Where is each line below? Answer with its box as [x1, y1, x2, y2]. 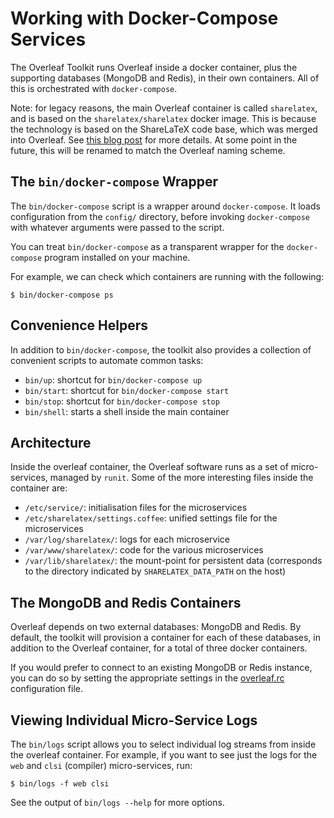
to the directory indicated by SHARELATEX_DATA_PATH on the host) [24, 565, 287, 577]
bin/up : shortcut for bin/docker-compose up [24, 373, 203, 386]
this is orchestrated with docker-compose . [10, 82, 178, 94]
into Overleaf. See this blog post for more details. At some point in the [10, 133, 298, 146]
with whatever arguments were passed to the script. [10, 221, 225, 233]
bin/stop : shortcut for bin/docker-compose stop [24, 395, 220, 407]
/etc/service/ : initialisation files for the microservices [24, 502, 248, 514]
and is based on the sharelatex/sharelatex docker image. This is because [10, 112, 317, 124]
